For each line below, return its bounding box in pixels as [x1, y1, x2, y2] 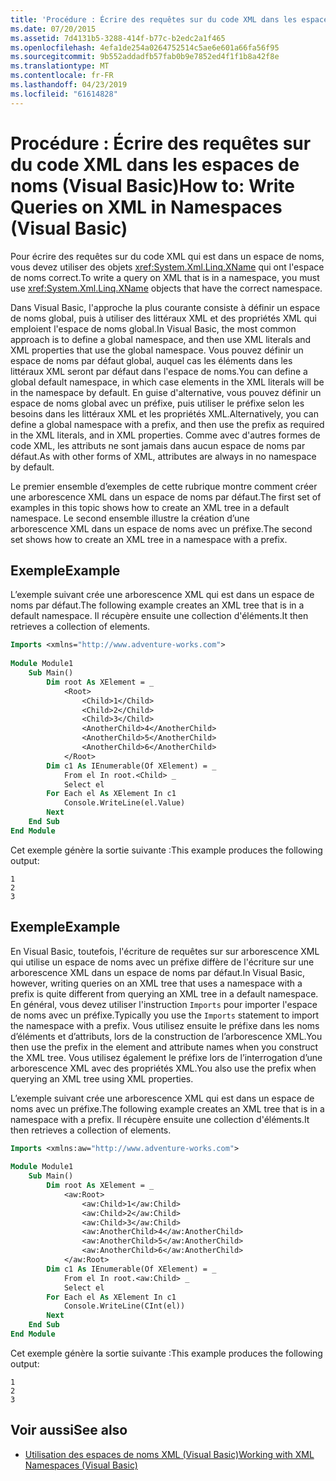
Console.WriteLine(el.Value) [63, 798, 186, 808]
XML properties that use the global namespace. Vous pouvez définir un [10, 344, 304, 356]
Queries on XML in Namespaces [10, 196, 283, 218]
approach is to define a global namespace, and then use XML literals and [10, 333, 312, 345]
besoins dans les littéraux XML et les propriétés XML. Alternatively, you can [10, 407, 319, 420]
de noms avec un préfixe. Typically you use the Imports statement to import [10, 1009, 319, 1021]
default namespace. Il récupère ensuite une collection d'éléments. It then [10, 610, 309, 622]
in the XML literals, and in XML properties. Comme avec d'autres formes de [10, 429, 321, 441]
